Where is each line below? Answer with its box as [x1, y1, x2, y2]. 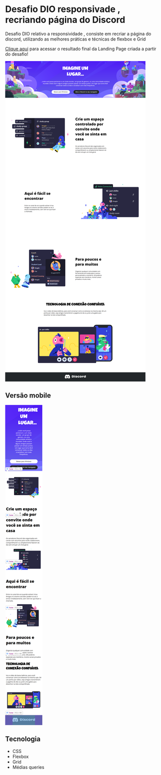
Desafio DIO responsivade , [5, 4, 121, 15]
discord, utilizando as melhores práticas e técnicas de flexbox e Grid [5, 36, 146, 42]
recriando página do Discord [5, 14, 126, 26]
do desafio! [5, 51, 28, 57]
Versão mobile [5, 392, 51, 400]
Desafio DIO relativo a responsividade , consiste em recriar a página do [5, 31, 152, 37]
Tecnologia [5, 735, 41, 743]
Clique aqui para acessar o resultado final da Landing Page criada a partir [5, 46, 157, 52]
